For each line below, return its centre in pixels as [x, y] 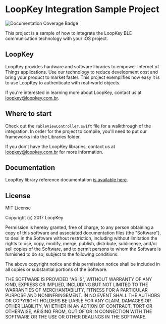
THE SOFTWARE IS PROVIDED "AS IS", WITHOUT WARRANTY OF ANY [79, 280]
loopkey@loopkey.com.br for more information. [54, 152]
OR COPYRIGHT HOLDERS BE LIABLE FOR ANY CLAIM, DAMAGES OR [78, 301]
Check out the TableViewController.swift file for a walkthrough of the [78, 126]
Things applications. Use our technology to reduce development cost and [81, 72]
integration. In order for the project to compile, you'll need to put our [76, 131]
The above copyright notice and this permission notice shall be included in [82, 264]
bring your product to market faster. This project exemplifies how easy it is [82, 77]
